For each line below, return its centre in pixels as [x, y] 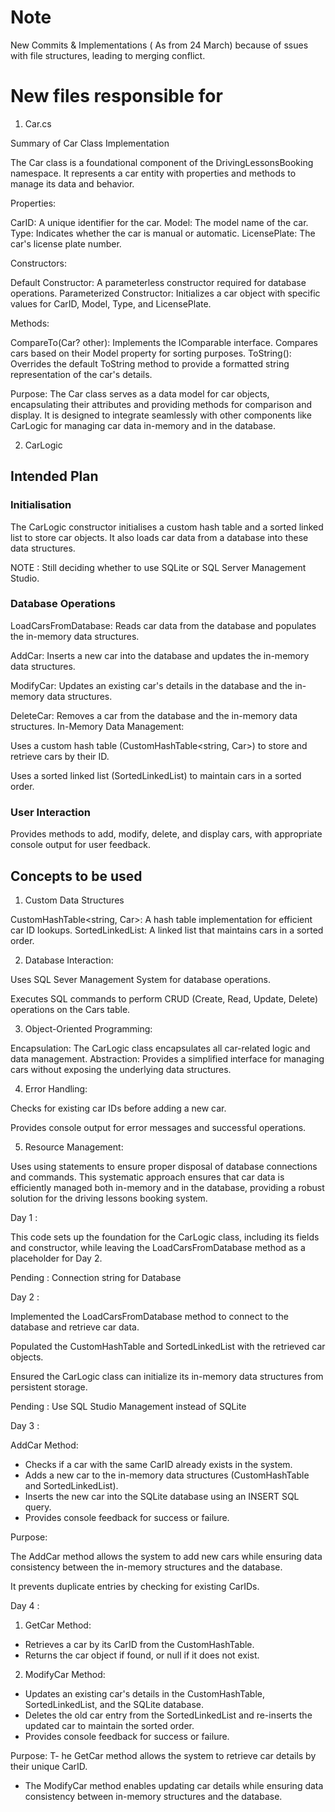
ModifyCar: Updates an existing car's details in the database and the [151, 685]
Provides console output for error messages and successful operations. [158, 1127]
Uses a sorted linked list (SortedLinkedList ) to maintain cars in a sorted [156, 775]
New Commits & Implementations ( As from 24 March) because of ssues [159, 45]
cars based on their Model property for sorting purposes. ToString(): [151, 353]
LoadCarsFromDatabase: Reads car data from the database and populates [163, 625]
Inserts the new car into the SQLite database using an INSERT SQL [162, 1496]
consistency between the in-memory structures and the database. [146, 1567]
